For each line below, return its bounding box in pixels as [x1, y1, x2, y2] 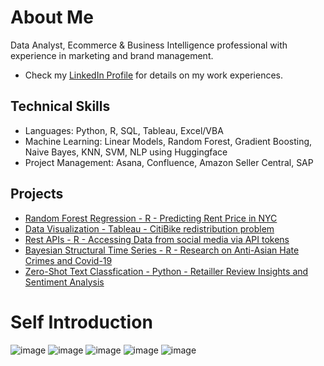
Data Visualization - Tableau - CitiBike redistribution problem [24, 222, 275, 235]
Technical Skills [10, 98, 111, 115]
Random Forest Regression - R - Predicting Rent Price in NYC [24, 212, 278, 224]
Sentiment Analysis [24, 276, 105, 288]
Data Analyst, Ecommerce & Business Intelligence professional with [10, 39, 288, 51]
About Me [10, 6, 94, 29]
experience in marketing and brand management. [10, 49, 214, 61]
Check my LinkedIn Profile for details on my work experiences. [24, 69, 283, 81]
